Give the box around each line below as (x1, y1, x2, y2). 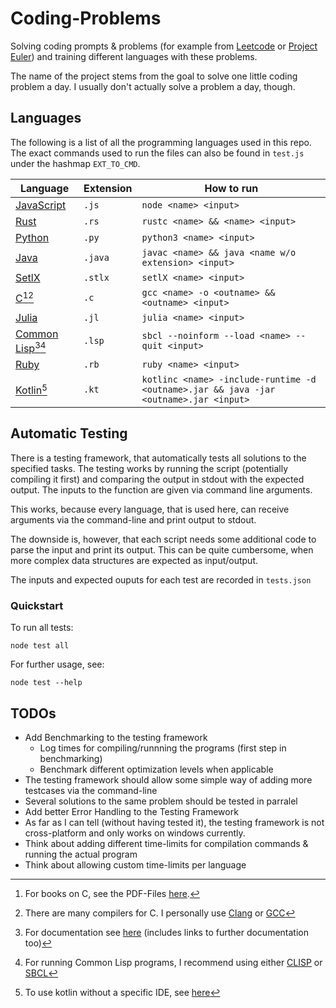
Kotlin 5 (15, 382, 48, 397)
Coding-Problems (10, 7, 162, 30)
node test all (10, 641, 70, 651)
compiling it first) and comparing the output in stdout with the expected (10, 473, 305, 485)
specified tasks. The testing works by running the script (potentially (10, 462, 289, 474)
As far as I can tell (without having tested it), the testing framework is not (24, 817, 325, 828)
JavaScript (15, 198, 67, 212)
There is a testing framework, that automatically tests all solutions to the (10, 452, 307, 464)
